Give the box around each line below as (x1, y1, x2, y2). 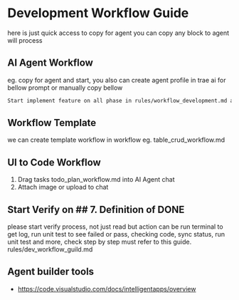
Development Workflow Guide (7, 5, 189, 21)
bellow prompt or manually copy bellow (7, 83, 123, 92)
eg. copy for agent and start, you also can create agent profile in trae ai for (7, 76, 226, 84)
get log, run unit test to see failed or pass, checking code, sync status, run (7, 230, 225, 239)
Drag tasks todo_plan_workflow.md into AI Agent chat (17, 175, 176, 184)
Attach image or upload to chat (17, 183, 109, 192)
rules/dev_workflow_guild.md (7, 245, 93, 254)
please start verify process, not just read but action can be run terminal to (7, 222, 223, 231)
